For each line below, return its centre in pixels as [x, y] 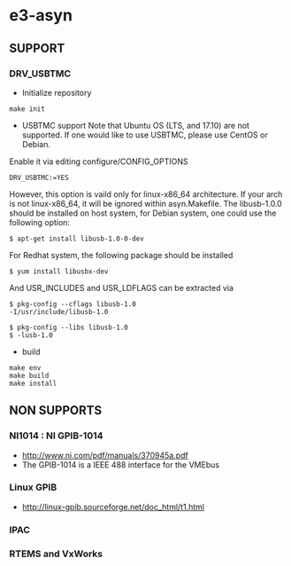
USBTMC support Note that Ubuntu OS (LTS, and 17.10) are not [136, 125]
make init [27, 109]
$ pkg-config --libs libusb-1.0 [69, 327]
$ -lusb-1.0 [31, 335]
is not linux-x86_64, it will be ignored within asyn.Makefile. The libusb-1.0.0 [146, 203]
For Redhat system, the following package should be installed [121, 255]
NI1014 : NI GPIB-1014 [56, 436]
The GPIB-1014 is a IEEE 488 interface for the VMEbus [120, 464]
